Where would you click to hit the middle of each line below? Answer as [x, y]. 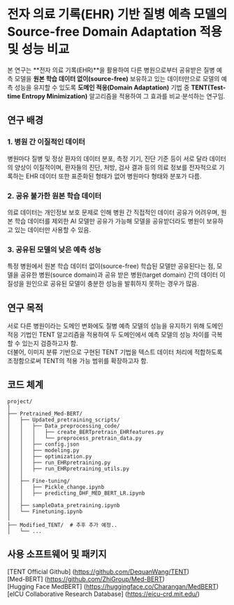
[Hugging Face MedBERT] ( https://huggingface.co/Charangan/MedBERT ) [113, 586]
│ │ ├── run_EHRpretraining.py [59, 462]
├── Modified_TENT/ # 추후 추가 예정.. [62, 525]
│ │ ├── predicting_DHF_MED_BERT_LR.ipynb [76, 493]
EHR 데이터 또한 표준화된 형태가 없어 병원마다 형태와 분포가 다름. [114, 176]
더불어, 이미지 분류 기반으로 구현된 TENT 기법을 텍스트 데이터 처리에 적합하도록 [115, 352]
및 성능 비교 [38, 49]
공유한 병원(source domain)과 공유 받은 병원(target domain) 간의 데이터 [119, 275]
